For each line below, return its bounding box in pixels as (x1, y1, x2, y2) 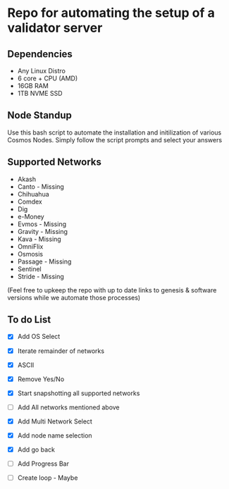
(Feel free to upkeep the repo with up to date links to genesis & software (7, 285, 217, 294)
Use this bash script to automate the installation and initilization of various (7, 128, 222, 137)
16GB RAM (17, 82, 49, 89)
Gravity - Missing (17, 227, 68, 235)
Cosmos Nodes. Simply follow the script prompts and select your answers (7, 135, 223, 144)
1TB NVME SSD (17, 89, 63, 97)
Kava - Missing (17, 235, 61, 243)
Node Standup (7, 109, 72, 121)
